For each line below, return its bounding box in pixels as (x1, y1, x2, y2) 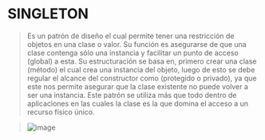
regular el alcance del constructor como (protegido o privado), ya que (26, 73, 257, 83)
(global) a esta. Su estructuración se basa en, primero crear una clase (26, 56, 257, 66)
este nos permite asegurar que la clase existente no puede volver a (26, 81, 249, 91)
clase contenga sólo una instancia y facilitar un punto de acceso (26, 48, 239, 57)
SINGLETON (7, 5, 89, 23)
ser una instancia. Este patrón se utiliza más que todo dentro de (26, 90, 237, 99)
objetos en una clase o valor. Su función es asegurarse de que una (26, 39, 247, 49)
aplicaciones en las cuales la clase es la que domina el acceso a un (26, 99, 249, 108)
